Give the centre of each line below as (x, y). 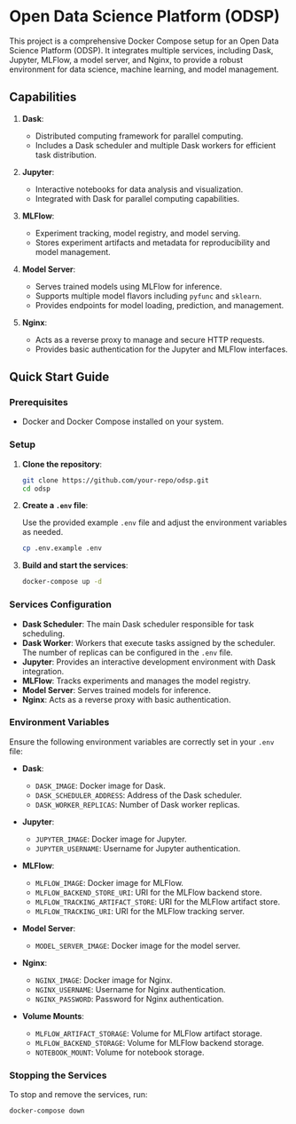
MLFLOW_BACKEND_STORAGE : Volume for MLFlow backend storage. (149, 1042)
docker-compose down (47, 1111)
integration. (43, 671)
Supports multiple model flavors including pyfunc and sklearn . (148, 296)
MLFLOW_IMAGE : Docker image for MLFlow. (109, 882)
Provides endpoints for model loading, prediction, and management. (160, 305)
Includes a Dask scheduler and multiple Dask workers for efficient (156, 145)
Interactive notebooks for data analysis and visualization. (139, 189)
